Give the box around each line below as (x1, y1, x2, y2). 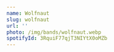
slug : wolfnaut (6, 16, 50, 23)
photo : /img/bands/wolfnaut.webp (6, 28, 102, 36)
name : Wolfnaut (6, 9, 50, 17)
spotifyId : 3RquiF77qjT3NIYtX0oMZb (6, 35, 108, 42)
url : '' (6, 22, 29, 29)
